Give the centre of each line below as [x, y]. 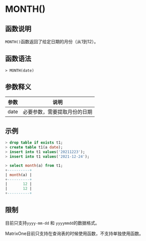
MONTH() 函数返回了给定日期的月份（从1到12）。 [52, 41]
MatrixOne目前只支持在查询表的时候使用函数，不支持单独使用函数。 [74, 233]
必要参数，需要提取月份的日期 [58, 112]
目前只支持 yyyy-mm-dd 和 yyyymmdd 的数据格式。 [52, 223]
